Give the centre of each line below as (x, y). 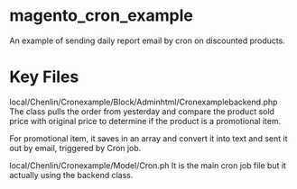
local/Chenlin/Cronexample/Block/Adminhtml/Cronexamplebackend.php (144, 102)
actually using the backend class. (71, 175)
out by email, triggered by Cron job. (75, 148)
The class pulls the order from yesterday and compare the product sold (142, 111)
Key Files (44, 77)
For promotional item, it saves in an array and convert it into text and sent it (148, 138)
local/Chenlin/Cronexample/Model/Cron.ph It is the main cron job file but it (148, 165)
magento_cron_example (102, 16)
